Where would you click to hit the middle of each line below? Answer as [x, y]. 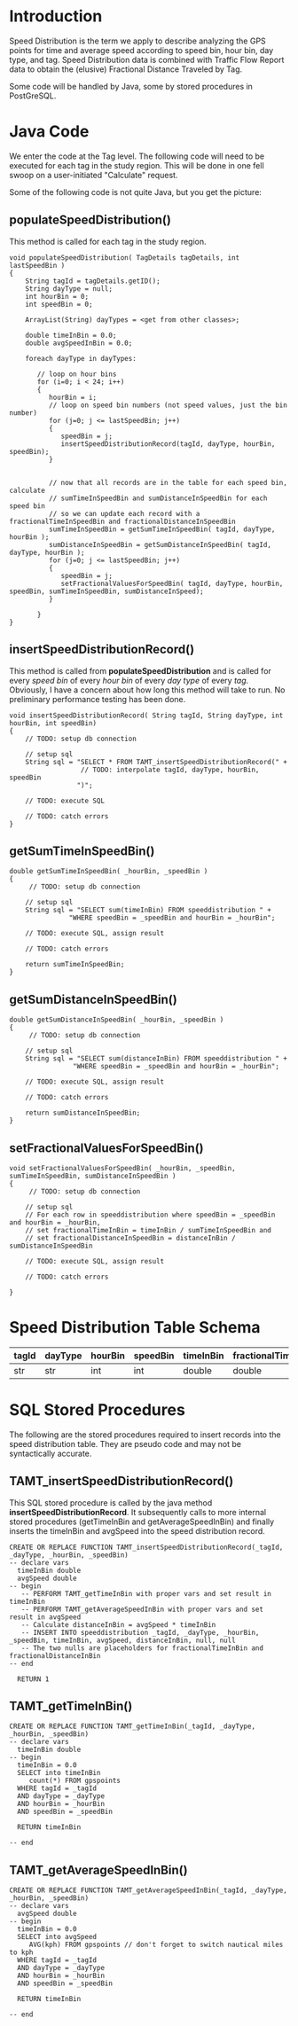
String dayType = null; [69, 289]
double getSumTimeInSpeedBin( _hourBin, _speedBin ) [109, 872]
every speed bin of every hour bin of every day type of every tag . [129, 680]
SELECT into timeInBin [59, 1773]
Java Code [49, 132]
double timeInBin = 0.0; [71, 335]
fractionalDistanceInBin [55, 1655]
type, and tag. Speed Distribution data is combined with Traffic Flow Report [147, 59]
